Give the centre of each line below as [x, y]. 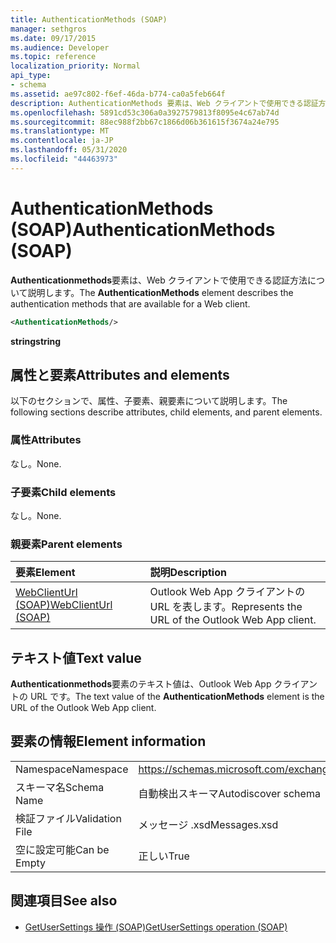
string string [36, 341]
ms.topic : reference [53, 57]
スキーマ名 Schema [60, 787]
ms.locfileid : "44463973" [64, 159]
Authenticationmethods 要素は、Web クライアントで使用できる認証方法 [159, 280]
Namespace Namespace [72, 769]
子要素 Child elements [63, 492]
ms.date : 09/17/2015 [53, 38]
